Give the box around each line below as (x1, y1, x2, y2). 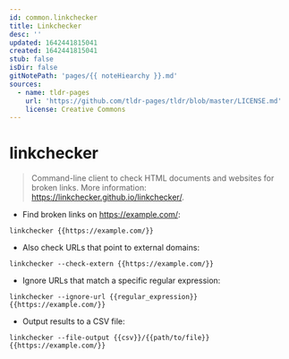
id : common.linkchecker (9, 13, 98, 22)
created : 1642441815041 (9, 47, 98, 56)
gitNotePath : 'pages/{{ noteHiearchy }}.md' (9, 72, 178, 81)
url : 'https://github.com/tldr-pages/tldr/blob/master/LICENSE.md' (25, 96, 282, 106)
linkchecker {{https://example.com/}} (9, 227, 154, 235)
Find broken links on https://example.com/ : (21, 209, 181, 220)
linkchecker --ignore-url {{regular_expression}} (9, 293, 199, 302)
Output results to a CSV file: (21, 316, 125, 327)
